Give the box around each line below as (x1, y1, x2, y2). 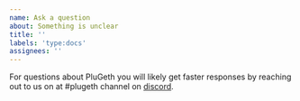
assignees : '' (9, 47, 63, 56)
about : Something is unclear (9, 22, 119, 31)
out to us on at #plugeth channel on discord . (9, 81, 174, 92)
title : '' (9, 30, 47, 39)
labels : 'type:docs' (9, 38, 87, 48)
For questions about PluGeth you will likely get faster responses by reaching (9, 71, 292, 82)
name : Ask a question (9, 13, 91, 23)
